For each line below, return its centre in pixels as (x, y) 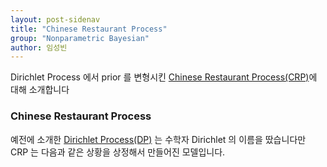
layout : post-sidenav (55, 19)
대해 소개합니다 (40, 90)
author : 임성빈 (39, 47)
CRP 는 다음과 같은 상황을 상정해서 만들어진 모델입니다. (118, 152)
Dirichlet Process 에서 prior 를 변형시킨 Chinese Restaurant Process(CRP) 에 (164, 77)
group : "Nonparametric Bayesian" (80, 38)
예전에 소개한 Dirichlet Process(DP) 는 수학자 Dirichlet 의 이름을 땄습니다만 (158, 139)
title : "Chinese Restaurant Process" (89, 29)
